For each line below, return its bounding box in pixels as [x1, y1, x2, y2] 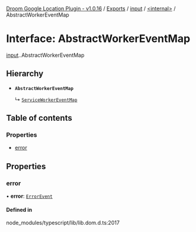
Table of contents [6, 113, 72, 123]
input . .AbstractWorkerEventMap [6, 51, 85, 59]
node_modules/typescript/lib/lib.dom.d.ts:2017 [6, 219, 120, 227]
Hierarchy [6, 69, 44, 79]
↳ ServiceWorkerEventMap [14, 96, 78, 103]
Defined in [6, 206, 33, 213]
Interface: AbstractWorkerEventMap [6, 32, 191, 46]
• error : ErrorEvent [6, 192, 53, 200]
